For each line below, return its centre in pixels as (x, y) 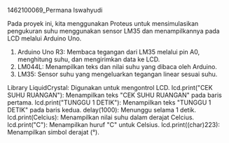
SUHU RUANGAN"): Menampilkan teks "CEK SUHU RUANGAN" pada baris (114, 95)
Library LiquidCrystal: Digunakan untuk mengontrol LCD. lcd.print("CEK (110, 88)
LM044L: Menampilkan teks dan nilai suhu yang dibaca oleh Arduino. (117, 67)
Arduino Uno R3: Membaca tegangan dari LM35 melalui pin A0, (109, 52)
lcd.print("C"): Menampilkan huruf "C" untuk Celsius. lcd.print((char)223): (114, 125)
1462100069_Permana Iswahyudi (55, 10)
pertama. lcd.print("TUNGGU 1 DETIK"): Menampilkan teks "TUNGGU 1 (109, 103)
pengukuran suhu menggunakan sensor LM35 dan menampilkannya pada (113, 31)
